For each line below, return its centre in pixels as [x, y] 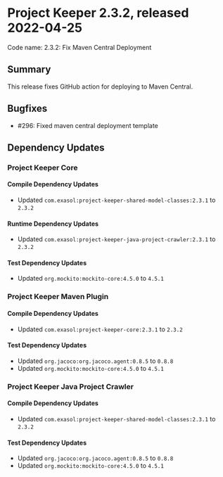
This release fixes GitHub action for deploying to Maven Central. [100, 87]
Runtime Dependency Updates [53, 224]
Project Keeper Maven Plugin [58, 297]
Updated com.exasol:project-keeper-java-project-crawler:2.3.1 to [116, 239]
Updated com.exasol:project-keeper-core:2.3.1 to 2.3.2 [100, 329]
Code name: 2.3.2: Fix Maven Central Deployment [79, 47]
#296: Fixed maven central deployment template [88, 125]
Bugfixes [27, 109]
